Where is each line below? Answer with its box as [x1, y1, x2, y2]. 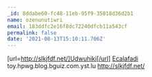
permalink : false [7, 29, 57, 36]
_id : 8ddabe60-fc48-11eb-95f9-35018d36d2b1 [7, 10, 134, 17]
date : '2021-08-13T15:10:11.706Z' [7, 36, 107, 43]
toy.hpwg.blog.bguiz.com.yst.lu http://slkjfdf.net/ [7, 62, 145, 70]
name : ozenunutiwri [7, 16, 63, 23]
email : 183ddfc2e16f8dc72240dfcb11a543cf [7, 23, 128, 30]
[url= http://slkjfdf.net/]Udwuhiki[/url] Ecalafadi [7, 54, 139, 63]
